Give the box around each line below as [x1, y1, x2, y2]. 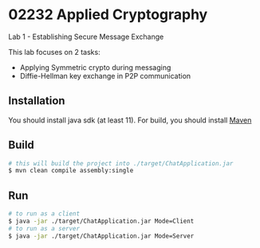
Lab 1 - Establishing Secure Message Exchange [8, 32, 164, 41]
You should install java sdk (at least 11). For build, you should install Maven [8, 115, 252, 125]
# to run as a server [8, 224, 81, 232]
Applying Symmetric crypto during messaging [19, 62, 171, 72]
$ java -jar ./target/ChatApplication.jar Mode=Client [8, 217, 195, 225]
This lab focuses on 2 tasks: [8, 47, 101, 56]
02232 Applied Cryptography [8, 6, 208, 24]
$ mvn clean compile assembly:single [8, 167, 134, 175]
